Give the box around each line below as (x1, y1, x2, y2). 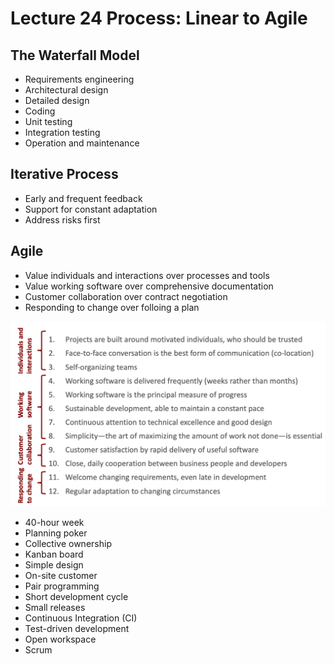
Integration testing (24, 127, 101, 138)
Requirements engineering (24, 73, 135, 85)
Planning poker (24, 527, 88, 539)
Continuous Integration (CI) (24, 612, 138, 624)
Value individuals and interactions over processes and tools (24, 269, 270, 281)
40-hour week (24, 517, 85, 529)
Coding (24, 105, 56, 117)
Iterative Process (10, 166, 119, 183)
